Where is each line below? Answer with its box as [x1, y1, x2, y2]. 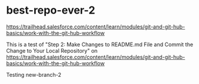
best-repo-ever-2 [6, 4, 96, 17]
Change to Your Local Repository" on [6, 47, 98, 54]
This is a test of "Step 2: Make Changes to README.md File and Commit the [6, 41, 194, 48]
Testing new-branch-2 [6, 71, 62, 78]
